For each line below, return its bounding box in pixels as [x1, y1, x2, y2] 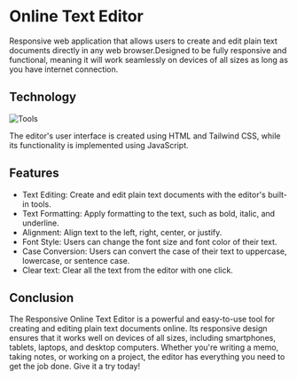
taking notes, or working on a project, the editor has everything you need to [9, 352, 285, 362]
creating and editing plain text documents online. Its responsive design [9, 323, 268, 334]
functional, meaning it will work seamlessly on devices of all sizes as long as [9, 54, 288, 65]
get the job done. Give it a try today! [9, 361, 140, 372]
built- [267, 189, 288, 200]
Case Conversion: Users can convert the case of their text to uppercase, [21, 246, 287, 257]
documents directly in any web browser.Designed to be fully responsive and [9, 44, 287, 55]
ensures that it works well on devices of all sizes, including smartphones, [9, 333, 277, 344]
